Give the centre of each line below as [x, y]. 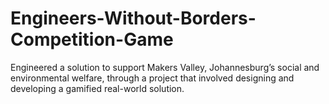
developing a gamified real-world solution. [97, 88]
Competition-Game [92, 39]
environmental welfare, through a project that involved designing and [152, 78]
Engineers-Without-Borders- [133, 18]
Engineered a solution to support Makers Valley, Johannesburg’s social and [165, 67]
